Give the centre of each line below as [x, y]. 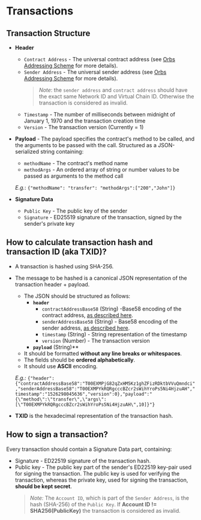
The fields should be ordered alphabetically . [79, 360]
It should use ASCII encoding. [61, 366]
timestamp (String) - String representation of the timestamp [114, 334]
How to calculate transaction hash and [79, 242]
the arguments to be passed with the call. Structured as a [86, 145]
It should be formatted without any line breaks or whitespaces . [103, 353]
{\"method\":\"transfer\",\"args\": [61, 399]
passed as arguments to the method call [73, 176]
